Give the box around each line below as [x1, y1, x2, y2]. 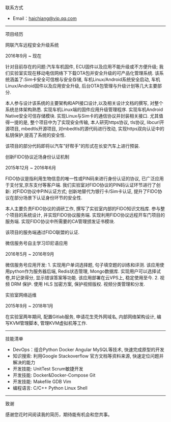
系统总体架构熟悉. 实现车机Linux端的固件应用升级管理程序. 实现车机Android [5, 106, 163, 113]
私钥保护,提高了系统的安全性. [5, 132, 66, 138]
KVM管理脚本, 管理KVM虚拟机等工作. [9, 320, 88, 326]
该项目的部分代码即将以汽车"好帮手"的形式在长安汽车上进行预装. [5, 143, 140, 149]
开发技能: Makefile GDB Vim [12, 379, 71, 385]
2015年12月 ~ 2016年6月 [5, 165, 56, 170]
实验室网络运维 [5, 292, 37, 298]
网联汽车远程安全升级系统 [5, 42, 59, 48]
